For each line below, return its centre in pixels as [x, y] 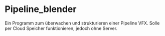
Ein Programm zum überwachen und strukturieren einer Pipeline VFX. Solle [82, 23]
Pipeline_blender [41, 9]
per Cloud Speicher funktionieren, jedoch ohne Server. [61, 28]
